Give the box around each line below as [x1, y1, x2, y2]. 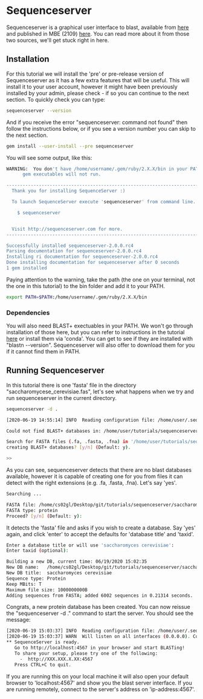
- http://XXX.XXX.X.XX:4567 [19, 656, 94, 662]
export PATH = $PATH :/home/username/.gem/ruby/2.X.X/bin [6, 294, 147, 300]
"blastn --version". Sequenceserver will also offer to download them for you [6, 341, 195, 349]
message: [6, 616, 31, 623]
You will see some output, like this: [6, 154, 92, 161]
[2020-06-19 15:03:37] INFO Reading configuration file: [6, 628, 155, 634]
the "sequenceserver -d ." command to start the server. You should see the [6, 609, 194, 617]
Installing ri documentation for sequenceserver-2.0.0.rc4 [6, 254, 158, 260]
